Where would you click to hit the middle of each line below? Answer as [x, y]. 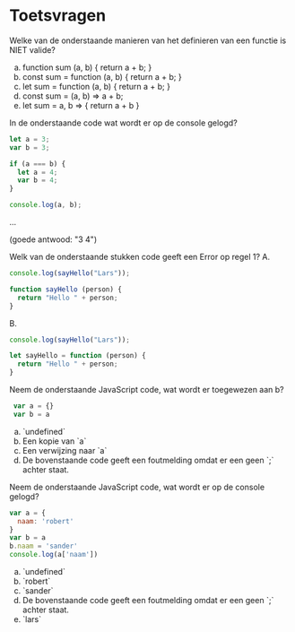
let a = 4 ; [38, 172]
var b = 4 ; [38, 180]
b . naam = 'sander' [43, 546]
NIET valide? [33, 49]
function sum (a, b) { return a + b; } [87, 67]
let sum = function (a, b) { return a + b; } [96, 86]
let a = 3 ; [30, 139]
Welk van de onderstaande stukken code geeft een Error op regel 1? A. [140, 257]
